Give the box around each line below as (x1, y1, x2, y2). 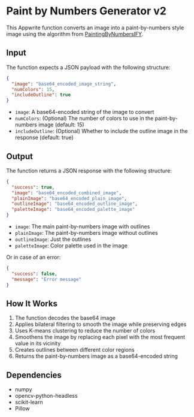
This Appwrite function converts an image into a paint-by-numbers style (6, 24, 184, 31)
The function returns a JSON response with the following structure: (6, 167, 172, 174)
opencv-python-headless (14, 392, 78, 400)
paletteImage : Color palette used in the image (14, 242, 128, 249)
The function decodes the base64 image (14, 315, 116, 322)
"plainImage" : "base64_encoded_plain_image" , (11, 195, 128, 201)
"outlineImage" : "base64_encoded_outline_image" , (11, 201, 138, 207)
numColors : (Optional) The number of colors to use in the (14, 115, 154, 122)
